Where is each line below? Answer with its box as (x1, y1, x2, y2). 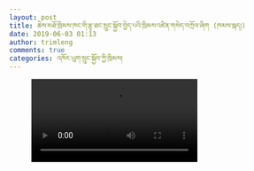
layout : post (9, 12, 58, 22)
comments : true (9, 46, 65, 55)
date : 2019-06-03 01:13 (9, 29, 97, 38)
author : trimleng (9, 37, 73, 47)
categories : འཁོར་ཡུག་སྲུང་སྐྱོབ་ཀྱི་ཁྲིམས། (9, 54, 123, 63)
